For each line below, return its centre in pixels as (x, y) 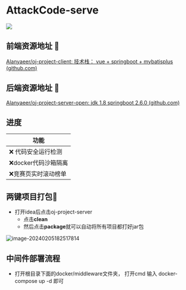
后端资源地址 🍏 (33, 88)
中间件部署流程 (33, 259)
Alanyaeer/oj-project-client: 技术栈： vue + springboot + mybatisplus (89, 61)
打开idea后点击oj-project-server (53, 212)
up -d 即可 (51, 281)
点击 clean (35, 219)
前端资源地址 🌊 (33, 46)
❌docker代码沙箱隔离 (39, 163)
